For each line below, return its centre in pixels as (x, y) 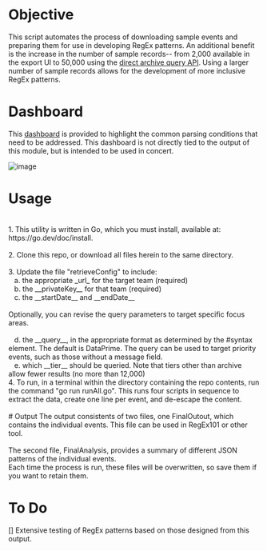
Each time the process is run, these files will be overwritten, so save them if (133, 467)
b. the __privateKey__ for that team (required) (88, 289)
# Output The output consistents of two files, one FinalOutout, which (121, 416)
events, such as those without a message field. (86, 357)
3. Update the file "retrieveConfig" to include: (83, 272)
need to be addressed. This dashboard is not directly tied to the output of (129, 142)
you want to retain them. (48, 475)
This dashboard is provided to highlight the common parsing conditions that (133, 134)
